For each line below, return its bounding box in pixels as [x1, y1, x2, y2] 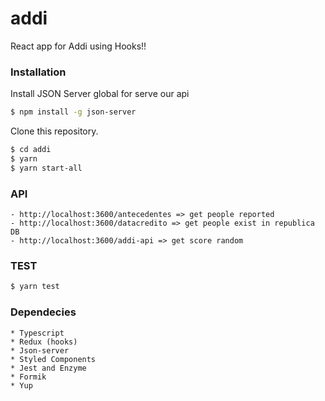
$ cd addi [10, 145, 52, 155]
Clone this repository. [10, 125, 99, 137]
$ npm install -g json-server [10, 107, 137, 117]
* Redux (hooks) [10, 337, 78, 347]
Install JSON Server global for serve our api [10, 88, 190, 100]
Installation [10, 65, 67, 79]
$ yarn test [10, 282, 60, 292]
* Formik [10, 372, 47, 382]
